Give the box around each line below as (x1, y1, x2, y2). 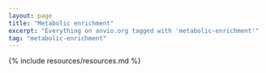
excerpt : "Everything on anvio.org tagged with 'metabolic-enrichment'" (8, 26, 260, 34)
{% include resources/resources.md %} (8, 56, 141, 66)
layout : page (8, 11, 53, 20)
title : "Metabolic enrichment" (8, 19, 114, 27)
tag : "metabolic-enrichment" (8, 34, 107, 43)
